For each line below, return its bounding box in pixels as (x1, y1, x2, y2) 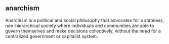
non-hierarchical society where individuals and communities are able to (5, 22, 154, 28)
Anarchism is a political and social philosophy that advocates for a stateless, (5, 17, 164, 23)
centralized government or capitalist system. (5, 33, 98, 39)
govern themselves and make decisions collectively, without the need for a (5, 27, 161, 34)
